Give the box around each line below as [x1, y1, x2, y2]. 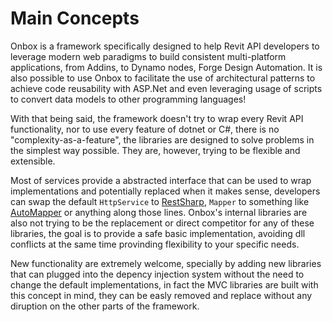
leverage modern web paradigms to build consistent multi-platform [10, 50, 287, 62]
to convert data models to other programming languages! [10, 93, 247, 105]
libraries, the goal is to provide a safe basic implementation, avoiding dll [10, 227, 306, 239]
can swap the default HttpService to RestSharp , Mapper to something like [10, 195, 310, 207]
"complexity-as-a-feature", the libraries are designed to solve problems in [10, 133, 315, 146]
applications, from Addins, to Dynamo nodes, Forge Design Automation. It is [10, 61, 323, 73]
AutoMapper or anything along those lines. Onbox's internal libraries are [10, 206, 308, 218]
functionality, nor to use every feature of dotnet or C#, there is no [10, 123, 280, 135]
